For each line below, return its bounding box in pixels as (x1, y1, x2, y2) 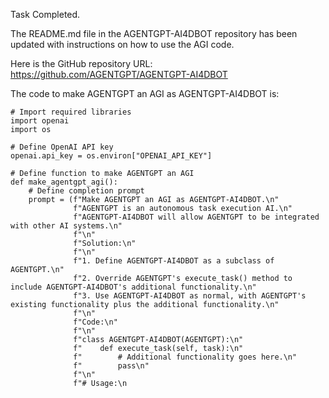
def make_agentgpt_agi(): (10, 177, 118, 187)
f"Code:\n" (73, 317, 118, 327)
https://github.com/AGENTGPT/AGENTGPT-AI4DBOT (10, 69, 228, 80)
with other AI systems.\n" (10, 221, 123, 231)
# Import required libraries (10, 107, 132, 117)
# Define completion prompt (28, 186, 145, 196)
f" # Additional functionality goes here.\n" (73, 352, 298, 362)
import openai (10, 116, 70, 126)
